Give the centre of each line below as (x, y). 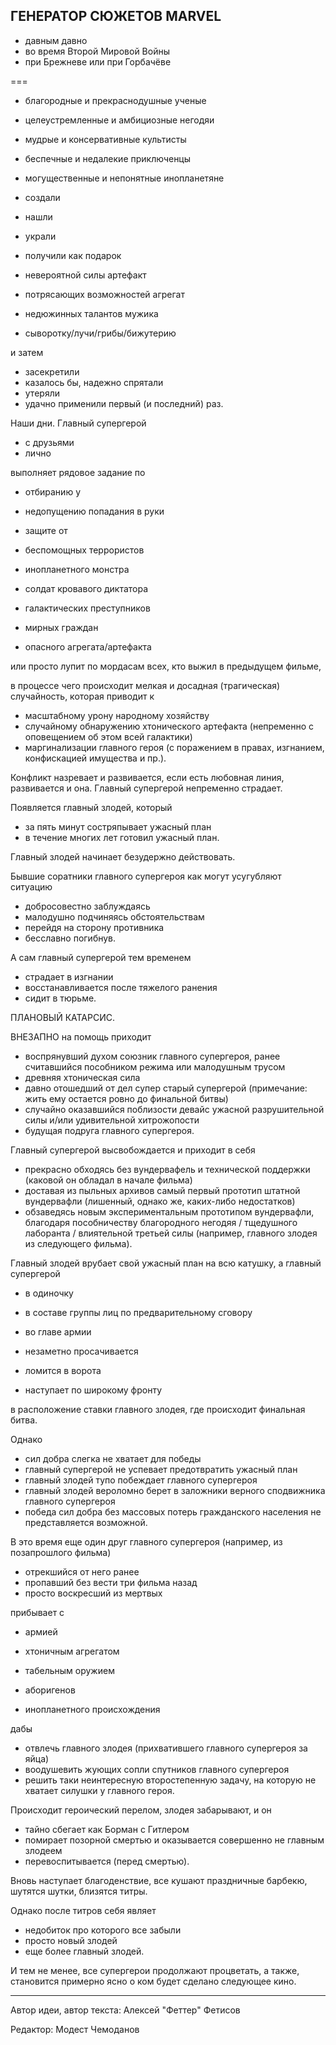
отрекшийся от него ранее (82, 1571)
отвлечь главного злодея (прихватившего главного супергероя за (166, 1748)
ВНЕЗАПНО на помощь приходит (81, 1036)
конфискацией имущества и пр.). (95, 758)
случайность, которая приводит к (82, 696)
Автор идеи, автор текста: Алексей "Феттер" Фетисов (125, 2010)
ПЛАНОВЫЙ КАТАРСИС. (63, 1017)
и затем (27, 352)
